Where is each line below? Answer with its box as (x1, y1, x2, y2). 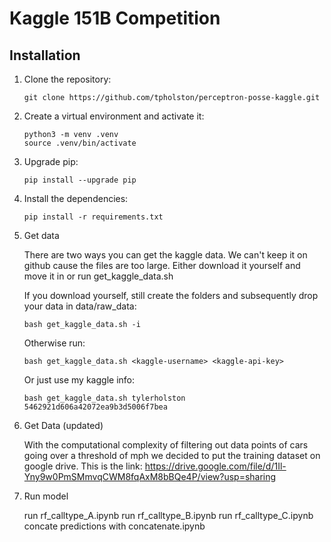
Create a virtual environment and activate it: (23, 110, 205, 122)
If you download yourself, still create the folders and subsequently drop (23, 290, 319, 301)
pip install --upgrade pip (23, 175, 137, 185)
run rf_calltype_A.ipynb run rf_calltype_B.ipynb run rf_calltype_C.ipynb (23, 510, 314, 521)
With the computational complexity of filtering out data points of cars (23, 439, 309, 451)
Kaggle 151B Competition (9, 7, 221, 30)
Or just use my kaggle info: (23, 374, 135, 386)
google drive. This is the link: (23, 460, 143, 472)
